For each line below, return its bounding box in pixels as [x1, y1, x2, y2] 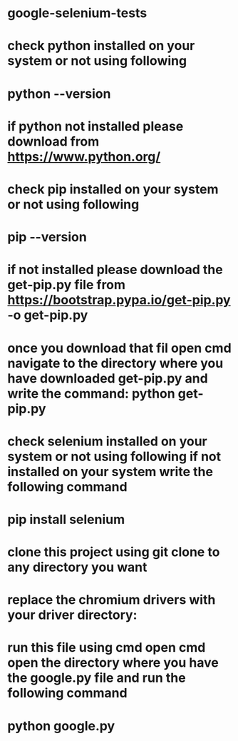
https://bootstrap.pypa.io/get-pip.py [7, 292, 231, 308]
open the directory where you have [7, 655, 219, 671]
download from [7, 133, 100, 149]
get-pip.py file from [7, 277, 126, 293]
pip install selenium [7, 511, 125, 528]
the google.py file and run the [7, 670, 187, 686]
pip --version [7, 229, 87, 246]
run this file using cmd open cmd [7, 640, 206, 656]
